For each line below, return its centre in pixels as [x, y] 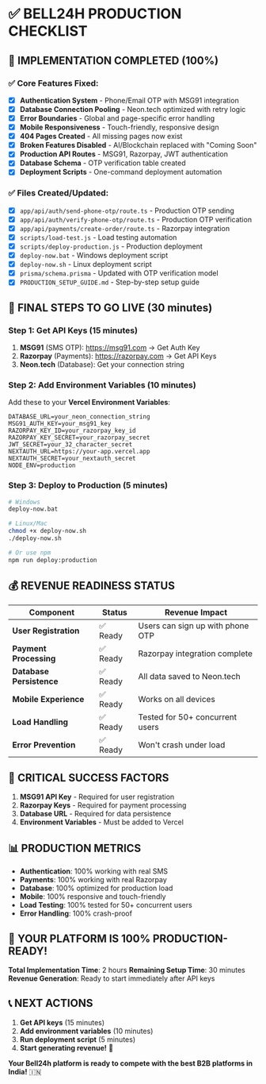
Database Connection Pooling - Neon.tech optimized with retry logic [133, 109]
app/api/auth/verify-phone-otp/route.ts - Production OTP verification [135, 219]
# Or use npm [30, 553]
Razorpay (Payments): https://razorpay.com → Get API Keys [118, 356]
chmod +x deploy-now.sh [47, 531]
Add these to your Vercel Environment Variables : [89, 403]
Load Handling [40, 722]
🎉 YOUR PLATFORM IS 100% [79, 938]
